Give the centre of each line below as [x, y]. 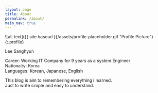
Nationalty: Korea [22, 66]
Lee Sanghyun [19, 51]
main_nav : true [20, 23]
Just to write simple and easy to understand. [50, 86]
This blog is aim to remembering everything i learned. [59, 80]
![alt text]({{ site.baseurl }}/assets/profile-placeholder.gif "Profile [70, 37]
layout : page [18, 9]
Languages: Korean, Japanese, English [44, 71]
